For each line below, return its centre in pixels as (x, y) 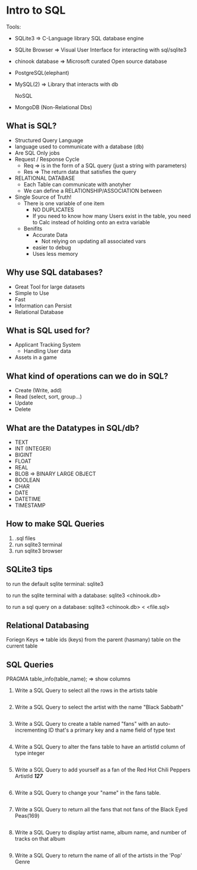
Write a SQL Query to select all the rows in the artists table (86, 690)
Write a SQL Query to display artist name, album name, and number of (101, 833)
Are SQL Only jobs (37, 153)
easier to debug (52, 247)
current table (22, 646)
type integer (30, 753)
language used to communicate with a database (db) (79, 147)
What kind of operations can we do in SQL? (87, 376)
